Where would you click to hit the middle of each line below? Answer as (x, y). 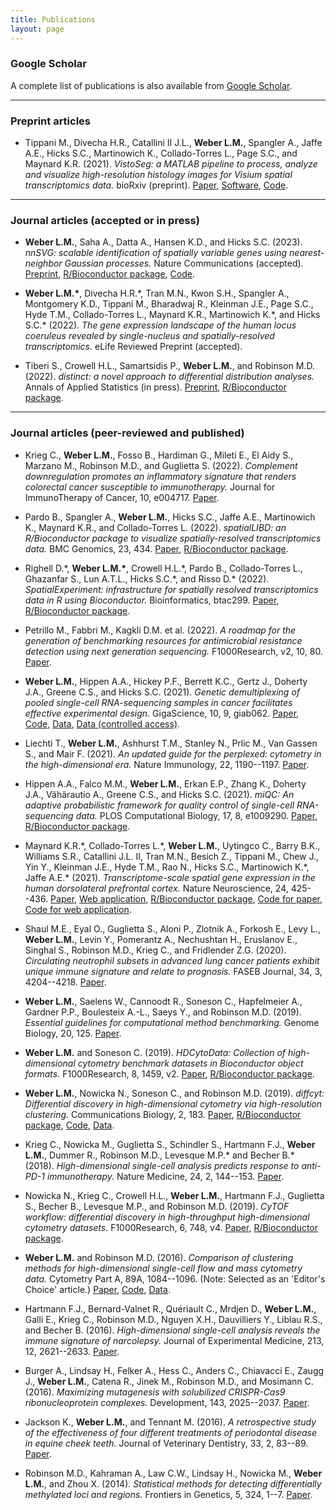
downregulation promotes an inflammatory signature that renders (160, 476)
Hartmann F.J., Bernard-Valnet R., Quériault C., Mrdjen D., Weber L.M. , (170, 1308)
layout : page (37, 29)
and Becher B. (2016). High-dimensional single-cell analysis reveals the (172, 1330)
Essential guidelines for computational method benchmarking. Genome (172, 1022)
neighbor (43, 263)
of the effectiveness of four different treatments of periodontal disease (171, 1432)
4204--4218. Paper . (65, 982)
